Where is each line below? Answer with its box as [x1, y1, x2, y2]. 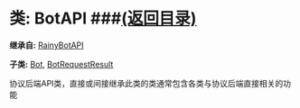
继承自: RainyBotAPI [9, 40, 84, 50]
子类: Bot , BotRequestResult [9, 58, 114, 69]
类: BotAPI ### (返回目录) [9, 8, 197, 29]
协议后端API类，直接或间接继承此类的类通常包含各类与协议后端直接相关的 [9, 77, 284, 88]
